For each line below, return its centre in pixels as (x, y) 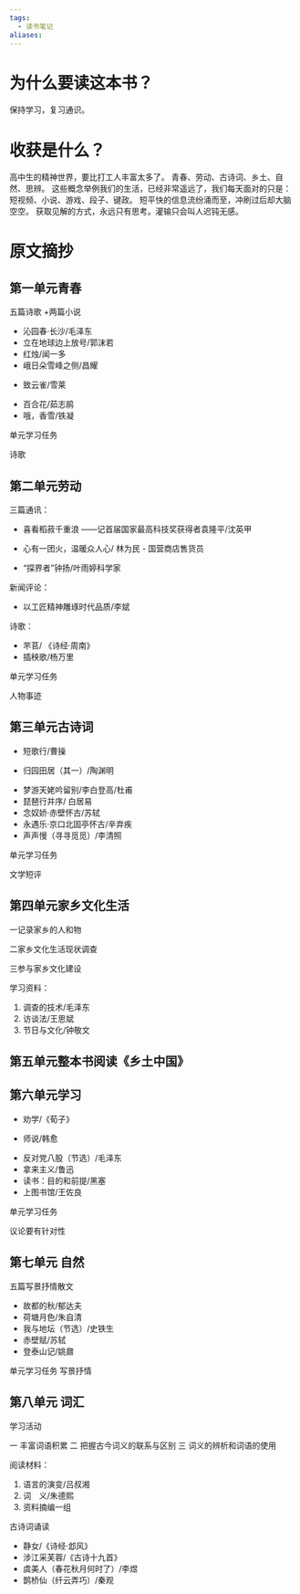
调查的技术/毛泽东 (56, 1007)
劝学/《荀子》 (48, 1118)
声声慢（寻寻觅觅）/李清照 (72, 835)
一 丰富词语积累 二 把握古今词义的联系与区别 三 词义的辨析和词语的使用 (143, 1445)
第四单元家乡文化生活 (69, 906)
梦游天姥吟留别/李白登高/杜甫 (78, 790)
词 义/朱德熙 (48, 1495)
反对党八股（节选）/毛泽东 (72, 1158)
